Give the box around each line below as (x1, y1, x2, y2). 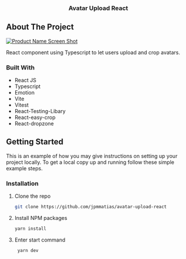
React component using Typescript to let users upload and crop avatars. (6, 48, 180, 56)
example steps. (6, 164, 43, 171)
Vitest (14, 101, 29, 108)
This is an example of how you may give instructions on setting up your (6, 152, 178, 159)
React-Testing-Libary (14, 108, 66, 115)
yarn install (14, 226, 47, 232)
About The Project (6, 22, 74, 32)
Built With (6, 63, 35, 71)
